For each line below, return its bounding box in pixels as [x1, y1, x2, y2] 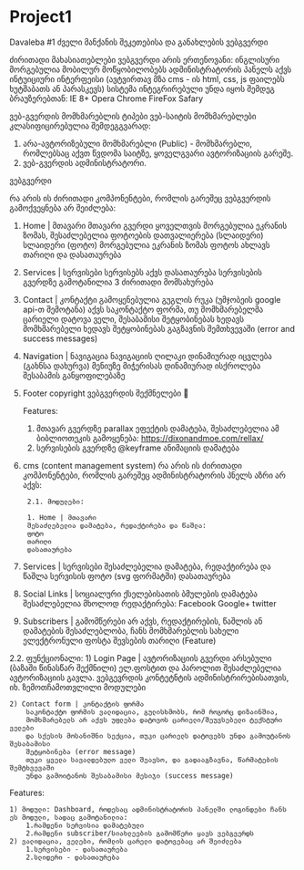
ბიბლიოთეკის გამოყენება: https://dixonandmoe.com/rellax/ [35, 432, 264, 443]
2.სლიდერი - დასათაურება [25, 853, 120, 862]
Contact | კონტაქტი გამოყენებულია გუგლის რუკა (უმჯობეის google [22, 294, 281, 305]
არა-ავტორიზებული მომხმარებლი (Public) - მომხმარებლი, [22, 138, 253, 149]
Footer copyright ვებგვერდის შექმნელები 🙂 [22, 388, 189, 399]
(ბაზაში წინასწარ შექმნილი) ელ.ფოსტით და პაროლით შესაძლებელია [9, 662, 282, 673]
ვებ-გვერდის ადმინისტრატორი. [22, 157, 147, 168]
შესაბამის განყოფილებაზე [22, 369, 126, 380]
